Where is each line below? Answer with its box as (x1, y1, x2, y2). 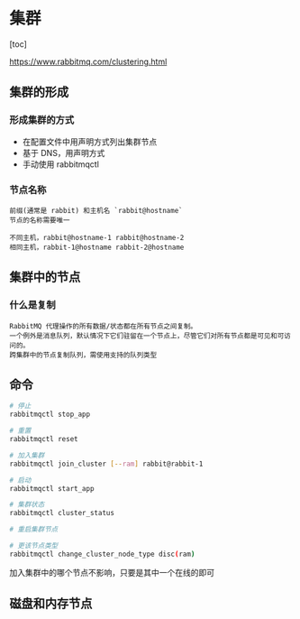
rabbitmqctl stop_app (9, 410, 91, 420)
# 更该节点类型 (9, 541, 59, 550)
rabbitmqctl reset (9, 435, 78, 444)
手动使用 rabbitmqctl (22, 159, 99, 170)
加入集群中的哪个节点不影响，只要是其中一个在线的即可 (9, 567, 214, 577)
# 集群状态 (9, 500, 45, 510)
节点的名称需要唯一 (9, 216, 70, 225)
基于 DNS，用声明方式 (22, 147, 105, 158)
